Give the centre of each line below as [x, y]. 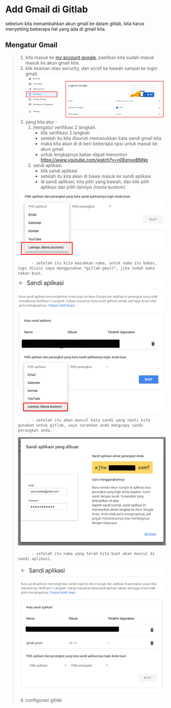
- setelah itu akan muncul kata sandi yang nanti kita [91, 420]
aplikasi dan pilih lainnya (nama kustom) [83, 187]
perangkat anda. [35, 431]
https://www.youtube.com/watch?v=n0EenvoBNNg [94, 160]
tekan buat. [30, 274]
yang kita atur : [41, 122]
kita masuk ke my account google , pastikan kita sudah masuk [90, 57]
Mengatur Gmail [31, 45]
